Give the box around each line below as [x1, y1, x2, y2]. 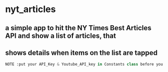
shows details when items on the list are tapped [5, 48, 157, 57]
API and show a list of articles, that [5, 31, 116, 40]
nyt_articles [5, 4, 56, 15]
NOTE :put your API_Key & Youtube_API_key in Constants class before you [5, 62, 163, 67]
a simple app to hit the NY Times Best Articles [5, 24, 152, 32]
